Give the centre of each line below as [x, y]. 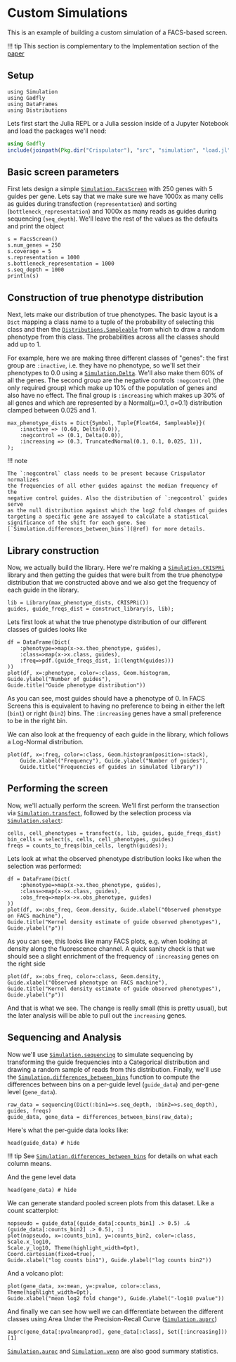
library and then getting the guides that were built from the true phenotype [115, 575]
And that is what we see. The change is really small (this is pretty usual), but [117, 1008]
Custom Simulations [68, 13]
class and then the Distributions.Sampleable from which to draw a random [116, 330]
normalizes [23, 480]
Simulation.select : [35, 820]
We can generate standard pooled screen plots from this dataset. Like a [111, 1202]
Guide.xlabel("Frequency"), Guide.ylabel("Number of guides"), [114, 760]
